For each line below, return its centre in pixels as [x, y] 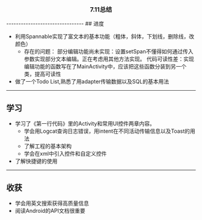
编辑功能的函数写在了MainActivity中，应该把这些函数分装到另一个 [105, 67]
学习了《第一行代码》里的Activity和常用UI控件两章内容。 [85, 124]
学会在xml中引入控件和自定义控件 [65, 154]
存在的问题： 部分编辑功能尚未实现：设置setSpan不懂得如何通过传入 [109, 52]
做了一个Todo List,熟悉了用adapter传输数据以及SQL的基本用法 [92, 82]
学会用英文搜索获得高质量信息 [52, 203]
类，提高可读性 [42, 74]
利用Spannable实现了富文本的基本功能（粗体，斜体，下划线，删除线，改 [104, 37]
